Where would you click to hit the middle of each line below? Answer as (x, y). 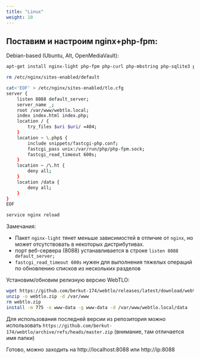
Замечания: (21, 226)
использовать (24, 325)
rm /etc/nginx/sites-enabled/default (53, 77)
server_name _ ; (36, 105)
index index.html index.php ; (53, 116)
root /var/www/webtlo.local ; (53, 110)
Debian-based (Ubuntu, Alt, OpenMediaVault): (62, 56)
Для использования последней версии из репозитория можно (86, 319)
